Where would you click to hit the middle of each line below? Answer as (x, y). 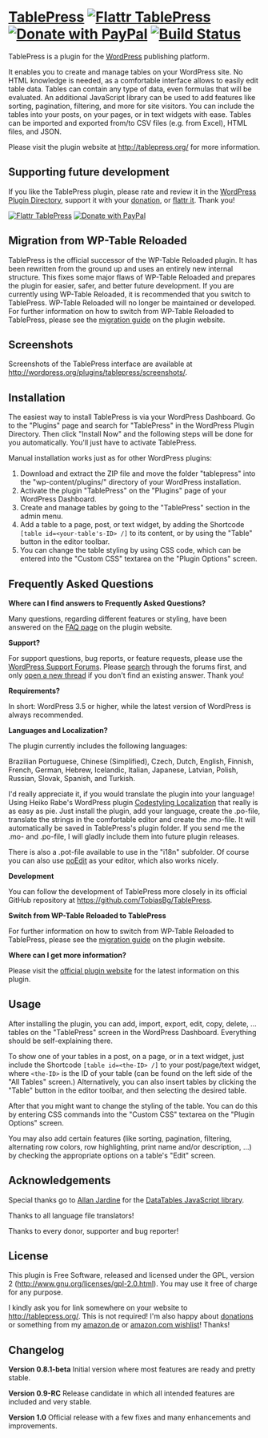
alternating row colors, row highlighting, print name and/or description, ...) (130, 1146)
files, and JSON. (35, 131)
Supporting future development (89, 172)
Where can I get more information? (67, 955)
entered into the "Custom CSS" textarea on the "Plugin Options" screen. (138, 559)
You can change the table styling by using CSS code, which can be (130, 550)
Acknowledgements (60, 1180)
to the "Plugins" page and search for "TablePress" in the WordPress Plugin (131, 425)
